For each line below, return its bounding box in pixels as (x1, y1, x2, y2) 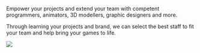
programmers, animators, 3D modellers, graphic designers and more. (6, 11, 178, 18)
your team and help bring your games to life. (6, 29, 116, 36)
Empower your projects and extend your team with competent (6, 5, 160, 12)
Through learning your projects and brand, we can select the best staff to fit (6, 23, 194, 30)
